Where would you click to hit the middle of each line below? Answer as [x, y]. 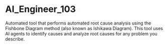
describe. [15, 39]
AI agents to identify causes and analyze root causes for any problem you [81, 33]
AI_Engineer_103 [41, 9]
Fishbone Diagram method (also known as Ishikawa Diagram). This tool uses [84, 28]
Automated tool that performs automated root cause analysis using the [78, 23]
